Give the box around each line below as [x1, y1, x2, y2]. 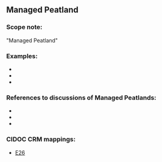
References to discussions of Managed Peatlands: [6, 93, 157, 102]
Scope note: [6, 23, 43, 31]
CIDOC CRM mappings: [6, 135, 76, 144]
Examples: [6, 51, 38, 60]
